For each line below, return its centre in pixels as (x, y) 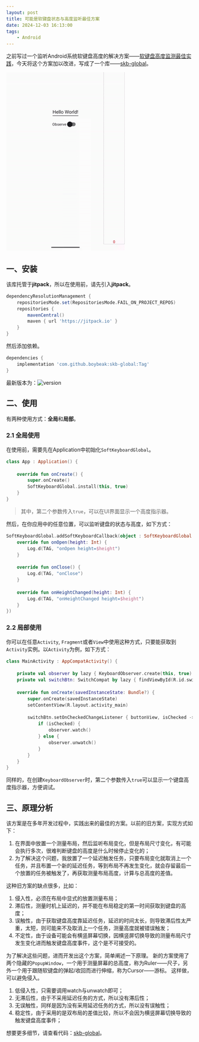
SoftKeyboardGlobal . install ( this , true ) (78, 487)
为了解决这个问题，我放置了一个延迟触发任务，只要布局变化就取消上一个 (103, 858)
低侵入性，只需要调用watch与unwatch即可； (69, 991)
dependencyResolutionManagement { (49, 296)
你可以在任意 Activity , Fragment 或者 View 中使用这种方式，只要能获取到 (91, 642)
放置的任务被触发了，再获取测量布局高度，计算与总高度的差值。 (98, 873)
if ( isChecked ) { (59, 724)
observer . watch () (70, 730)
